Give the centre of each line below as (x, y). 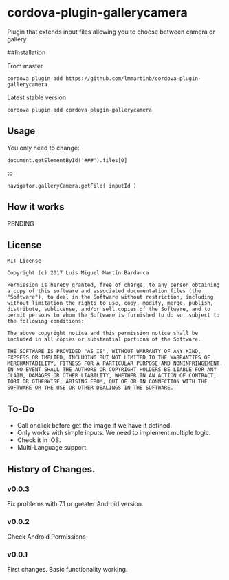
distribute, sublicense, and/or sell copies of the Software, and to (109, 309)
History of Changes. (51, 469)
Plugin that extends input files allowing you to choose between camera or (111, 32)
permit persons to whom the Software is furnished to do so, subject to (113, 315)
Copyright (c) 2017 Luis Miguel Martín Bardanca (78, 273)
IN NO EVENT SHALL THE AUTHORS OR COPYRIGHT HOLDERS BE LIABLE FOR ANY (112, 370)
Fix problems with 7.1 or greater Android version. (75, 503)
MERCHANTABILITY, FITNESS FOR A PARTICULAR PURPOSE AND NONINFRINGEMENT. (115, 363)
